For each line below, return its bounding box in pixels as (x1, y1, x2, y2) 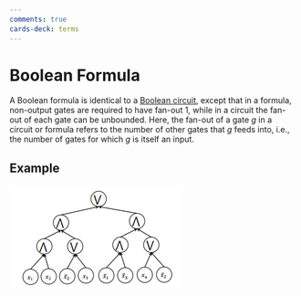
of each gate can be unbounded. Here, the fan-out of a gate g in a (24, 114, 273, 125)
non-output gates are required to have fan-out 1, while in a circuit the (9, 105, 268, 116)
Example (9, 160, 60, 175)
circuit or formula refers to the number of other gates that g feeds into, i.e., (9, 124, 290, 135)
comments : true (9, 15, 67, 24)
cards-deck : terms (9, 24, 79, 34)
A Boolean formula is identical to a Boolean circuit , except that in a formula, (9, 95, 292, 106)
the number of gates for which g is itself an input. (9, 133, 194, 145)
